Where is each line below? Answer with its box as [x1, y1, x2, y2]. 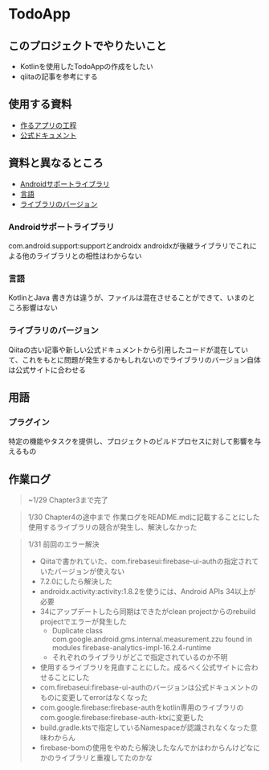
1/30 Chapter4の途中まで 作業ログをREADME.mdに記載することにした [27, 512, 260, 522]
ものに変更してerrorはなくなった [39, 693, 149, 702]
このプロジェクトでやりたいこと [8, 39, 167, 52]
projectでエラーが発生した [39, 616, 127, 627]
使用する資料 [8, 97, 72, 111]
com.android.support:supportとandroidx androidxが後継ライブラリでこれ [8, 240, 251, 250]
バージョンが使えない [54, 567, 125, 576]
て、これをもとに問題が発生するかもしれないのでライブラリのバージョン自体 [8, 354, 261, 364]
